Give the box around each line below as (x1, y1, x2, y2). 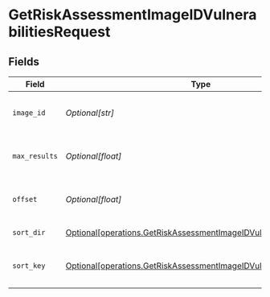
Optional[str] (65, 107, 115, 118)
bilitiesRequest (8, 23, 111, 41)
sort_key (12, 262, 46, 270)
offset (12, 195, 38, 204)
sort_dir (12, 228, 46, 237)
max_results (12, 151, 59, 160)
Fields (8, 55, 40, 68)
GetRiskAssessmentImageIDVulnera (8, 6, 257, 24)
